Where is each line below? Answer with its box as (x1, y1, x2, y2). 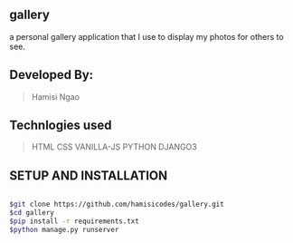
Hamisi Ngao (31, 91, 80, 102)
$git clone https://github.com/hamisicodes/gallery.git (9, 199, 224, 209)
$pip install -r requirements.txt (9, 217, 140, 226)
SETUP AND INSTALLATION (9, 168, 168, 183)
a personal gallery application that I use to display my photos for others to (9, 31, 284, 42)
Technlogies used (9, 118, 112, 133)
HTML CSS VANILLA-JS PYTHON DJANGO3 (31, 141, 197, 152)
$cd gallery (9, 209, 54, 218)
